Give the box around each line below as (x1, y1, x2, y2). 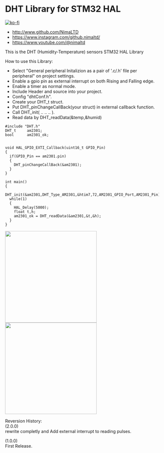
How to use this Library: (5, 58, 53, 64)
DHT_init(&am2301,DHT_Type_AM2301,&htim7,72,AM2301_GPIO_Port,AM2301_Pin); (5, 192, 163, 197)
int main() (5, 179, 27, 184)
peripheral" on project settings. (12, 73, 75, 79)
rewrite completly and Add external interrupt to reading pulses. (5, 428, 132, 434)
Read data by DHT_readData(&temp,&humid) (12, 114, 102, 120)
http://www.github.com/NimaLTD (12, 29, 79, 35)
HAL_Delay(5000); (14, 205, 49, 210)
